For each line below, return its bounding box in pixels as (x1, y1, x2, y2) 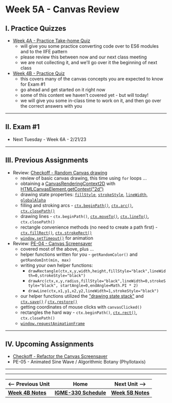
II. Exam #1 (5, 123, 40, 131)
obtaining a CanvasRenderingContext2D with (20, 180, 116, 187)
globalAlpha (20, 197, 46, 203)
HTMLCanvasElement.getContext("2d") (20, 186, 104, 192)
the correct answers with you (20, 103, 82, 109)
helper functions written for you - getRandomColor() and (20, 251, 138, 257)
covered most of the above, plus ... (20, 246, 94, 252)
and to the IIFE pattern (20, 49, 68, 54)
